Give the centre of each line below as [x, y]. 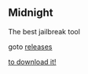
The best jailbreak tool [44, 31]
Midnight [31, 13]
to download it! [32, 62]
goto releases [30, 47]
